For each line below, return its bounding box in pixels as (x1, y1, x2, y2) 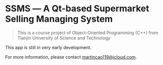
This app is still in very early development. (5, 44, 92, 50)
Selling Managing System (5, 13, 113, 25)
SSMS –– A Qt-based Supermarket (5, 3, 150, 14)
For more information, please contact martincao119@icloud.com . (5, 54, 137, 60)
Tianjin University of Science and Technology (17, 35, 111, 41)
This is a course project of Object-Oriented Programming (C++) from (17, 30, 159, 35)
